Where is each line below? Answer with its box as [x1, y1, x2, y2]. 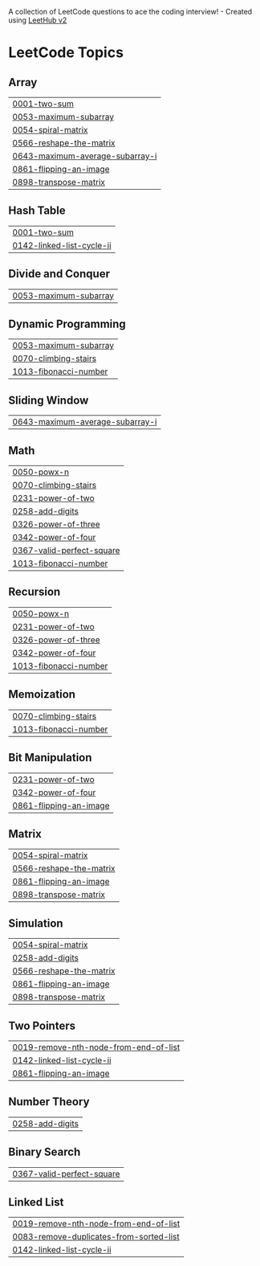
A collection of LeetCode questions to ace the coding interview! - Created [8, 7, 253, 16]
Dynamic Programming [8, 318, 126, 331]
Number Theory [8, 1095, 90, 1108]
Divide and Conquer [8, 267, 111, 281]
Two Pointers [8, 1018, 76, 1032]
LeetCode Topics [8, 43, 124, 62]
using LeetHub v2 [8, 15, 67, 25]
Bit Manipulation [8, 751, 92, 764]
